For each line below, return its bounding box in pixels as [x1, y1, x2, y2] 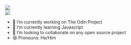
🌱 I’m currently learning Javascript [12, 24, 83, 30]
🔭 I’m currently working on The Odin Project [12, 19, 103, 25]
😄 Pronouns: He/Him [12, 35, 56, 41]
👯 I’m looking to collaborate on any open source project [12, 30, 126, 35]
